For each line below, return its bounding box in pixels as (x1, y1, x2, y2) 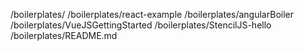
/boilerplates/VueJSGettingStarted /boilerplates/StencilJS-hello (10, 19, 272, 31)
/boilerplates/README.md (10, 30, 118, 41)
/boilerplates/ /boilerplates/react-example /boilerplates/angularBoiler (10, 9, 294, 20)
